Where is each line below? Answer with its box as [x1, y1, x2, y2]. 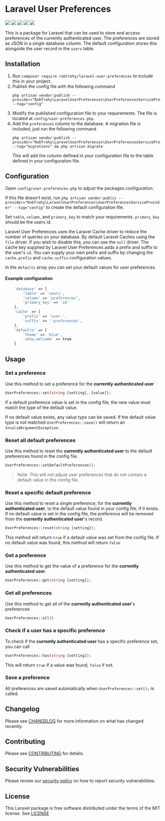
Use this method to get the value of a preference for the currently [5, 563, 139, 569]
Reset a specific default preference [5, 489, 91, 496]
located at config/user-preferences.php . [12, 115, 95, 121]
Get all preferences [5, 590, 52, 597]
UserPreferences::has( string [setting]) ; [5, 653, 92, 658]
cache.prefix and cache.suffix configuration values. [5, 254, 112, 260]
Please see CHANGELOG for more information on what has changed [5, 718, 144, 724]
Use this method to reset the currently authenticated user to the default [5, 448, 153, 454]
